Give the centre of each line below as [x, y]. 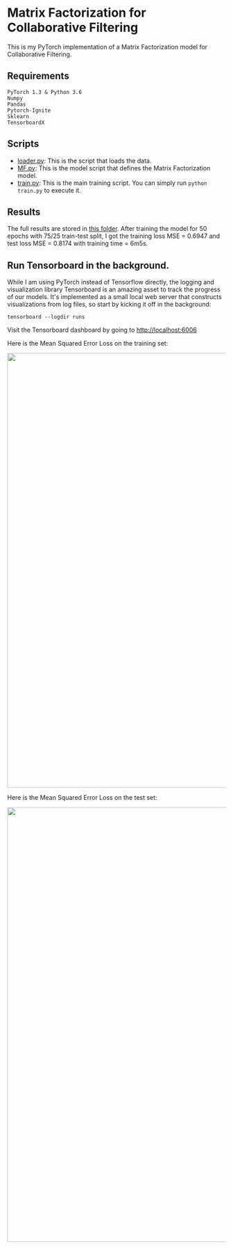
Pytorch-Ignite [29, 110]
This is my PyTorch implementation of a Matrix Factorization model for [107, 47]
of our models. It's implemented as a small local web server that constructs [114, 297]
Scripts [23, 144]
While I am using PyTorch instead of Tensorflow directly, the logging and [111, 282]
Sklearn [18, 116]
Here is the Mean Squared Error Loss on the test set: [82, 798]
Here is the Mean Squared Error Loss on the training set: [88, 344]
